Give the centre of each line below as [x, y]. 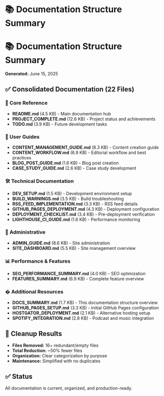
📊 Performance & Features [38, 261]
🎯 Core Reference [26, 103]
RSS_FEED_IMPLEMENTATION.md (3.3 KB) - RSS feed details [75, 204]
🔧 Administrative [25, 232]
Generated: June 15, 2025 [32, 74]
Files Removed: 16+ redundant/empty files [55, 346]
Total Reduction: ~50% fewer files [47, 351]
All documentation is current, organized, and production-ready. [69, 388]
